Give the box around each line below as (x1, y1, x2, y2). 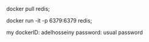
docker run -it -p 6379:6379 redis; (6, 17, 92, 24)
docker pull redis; (6, 5, 50, 12)
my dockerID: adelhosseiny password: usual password (6, 29, 143, 36)
